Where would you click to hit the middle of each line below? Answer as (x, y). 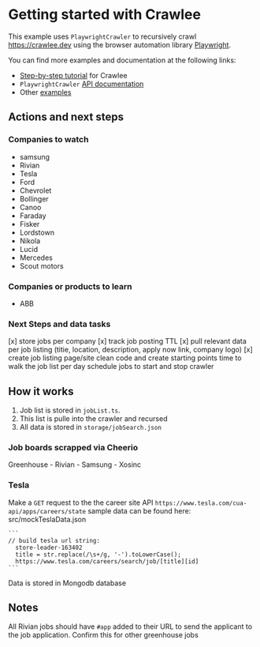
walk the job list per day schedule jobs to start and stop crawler (111, 367)
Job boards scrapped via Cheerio (73, 447)
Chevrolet (35, 190)
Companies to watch (48, 140)
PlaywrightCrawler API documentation (82, 84)
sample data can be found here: (139, 510)
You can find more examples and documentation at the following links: (122, 60)
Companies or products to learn (70, 286)
